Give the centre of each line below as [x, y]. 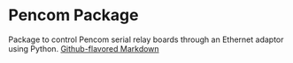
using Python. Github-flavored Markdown [84, 48]
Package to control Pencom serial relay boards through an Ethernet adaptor [146, 39]
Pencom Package [73, 15]
